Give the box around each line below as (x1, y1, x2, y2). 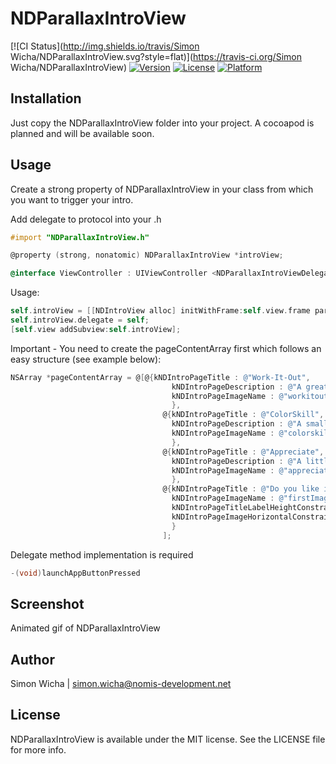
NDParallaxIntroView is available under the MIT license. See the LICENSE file (10, 733, 326, 745)
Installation (10, 90, 82, 107)
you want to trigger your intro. (10, 193, 134, 206)
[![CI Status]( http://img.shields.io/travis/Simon (10, 40, 200, 52)
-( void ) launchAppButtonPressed (10, 568, 141, 578)
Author (10, 651, 55, 668)
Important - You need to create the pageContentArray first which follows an (10, 342, 322, 354)
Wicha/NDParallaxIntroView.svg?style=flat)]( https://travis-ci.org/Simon (10, 50, 302, 62)
